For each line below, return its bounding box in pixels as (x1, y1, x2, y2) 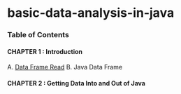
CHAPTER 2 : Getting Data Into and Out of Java (7, 79, 145, 87)
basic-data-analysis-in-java (7, 5, 175, 21)
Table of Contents (7, 30, 70, 40)
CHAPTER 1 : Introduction (7, 47, 82, 55)
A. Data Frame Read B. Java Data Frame (7, 63, 123, 72)
